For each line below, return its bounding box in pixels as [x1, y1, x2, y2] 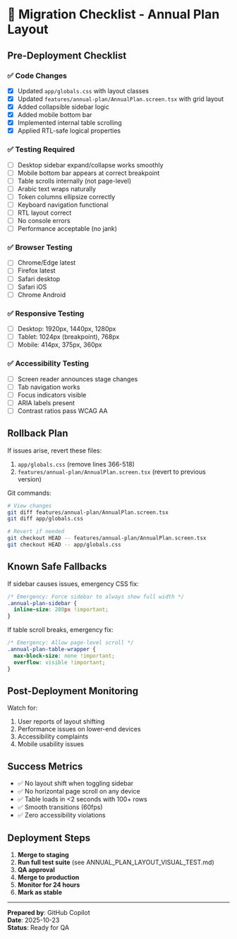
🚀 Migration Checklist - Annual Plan [7, 6, 220, 23]
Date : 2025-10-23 [7, 916, 60, 924]
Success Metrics [7, 760, 83, 772]
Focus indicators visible [17, 390, 87, 399]
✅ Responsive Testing [7, 309, 85, 318]
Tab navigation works [17, 383, 80, 391]
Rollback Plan [7, 427, 68, 440]
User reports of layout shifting [17, 717, 105, 726]
